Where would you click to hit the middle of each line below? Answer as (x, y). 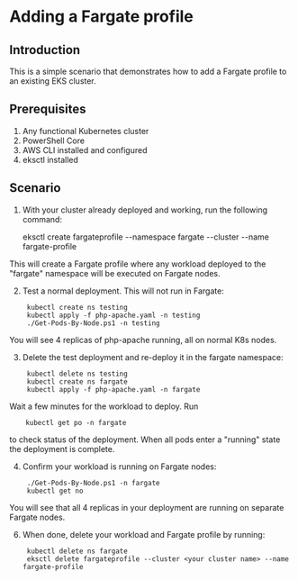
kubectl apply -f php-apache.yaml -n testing (113, 315)
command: (42, 219)
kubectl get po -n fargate (76, 422)
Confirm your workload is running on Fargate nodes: (119, 467)
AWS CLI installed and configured (85, 150)
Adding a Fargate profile (101, 17)
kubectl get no (55, 491)
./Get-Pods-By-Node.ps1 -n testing (93, 323)
